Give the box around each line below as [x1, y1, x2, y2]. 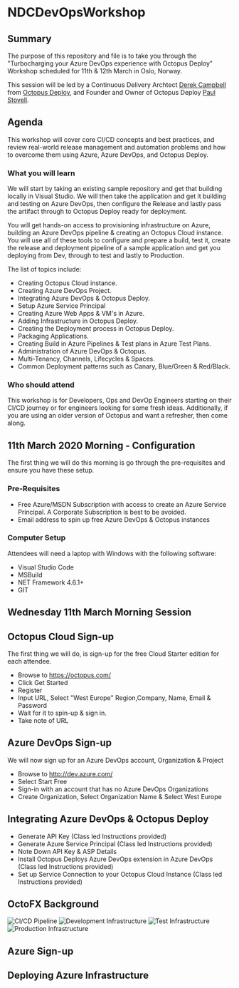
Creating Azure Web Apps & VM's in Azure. [17, 309, 144, 318]
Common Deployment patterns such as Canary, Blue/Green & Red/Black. [17, 362, 231, 371]
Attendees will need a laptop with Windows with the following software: [7, 549, 217, 557]
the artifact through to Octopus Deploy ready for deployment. [7, 207, 187, 216]
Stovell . [7, 96, 30, 104]
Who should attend [7, 380, 75, 390]
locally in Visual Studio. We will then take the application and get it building [7, 192, 226, 200]
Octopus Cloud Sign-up [7, 630, 115, 642]
